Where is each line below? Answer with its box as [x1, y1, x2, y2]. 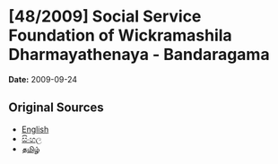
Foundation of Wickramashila [8, 25, 232, 46]
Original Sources [8, 100, 104, 116]
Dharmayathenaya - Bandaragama [8, 45, 270, 65]
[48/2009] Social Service [8, 6, 202, 27]
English [21, 124, 49, 134]
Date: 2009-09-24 [8, 73, 78, 84]
